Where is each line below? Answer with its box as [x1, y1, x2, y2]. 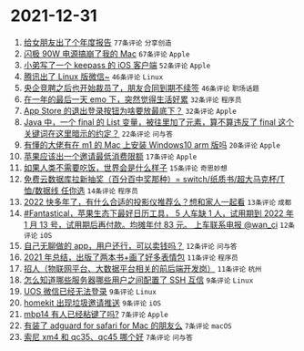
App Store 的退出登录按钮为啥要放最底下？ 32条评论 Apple [23, 105, 238, 116]
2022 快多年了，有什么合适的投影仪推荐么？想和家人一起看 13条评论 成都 [23, 196, 292, 207]
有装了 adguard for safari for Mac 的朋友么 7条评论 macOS [23, 320, 232, 331]
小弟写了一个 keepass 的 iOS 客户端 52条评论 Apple [23, 59, 211, 70]
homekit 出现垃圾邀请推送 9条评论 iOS [23, 297, 162, 308]
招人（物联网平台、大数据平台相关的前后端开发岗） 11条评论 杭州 [23, 263, 262, 274]
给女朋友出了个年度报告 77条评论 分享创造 [23, 36, 172, 47]
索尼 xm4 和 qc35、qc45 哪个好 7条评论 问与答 [23, 331, 194, 342]
